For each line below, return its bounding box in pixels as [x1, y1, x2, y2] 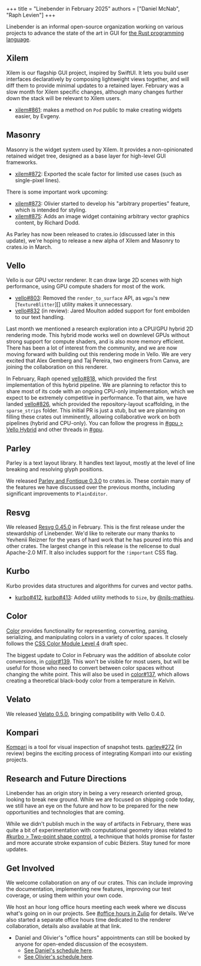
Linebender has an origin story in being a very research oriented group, [6, 790, 183, 797]
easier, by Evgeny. [14, 112, 61, 119]
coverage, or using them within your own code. [6, 892, 123, 899]
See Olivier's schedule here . [23, 953, 94, 960]
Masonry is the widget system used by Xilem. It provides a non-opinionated [6, 146, 193, 153]
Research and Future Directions [6, 774, 127, 784]
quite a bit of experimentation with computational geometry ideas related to [6, 827, 193, 834]
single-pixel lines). [14, 176, 61, 183]
